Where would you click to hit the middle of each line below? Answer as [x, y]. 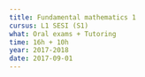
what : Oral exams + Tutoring [63, 34]
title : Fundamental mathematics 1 [73, 17]
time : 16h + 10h [39, 42]
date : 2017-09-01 [41, 58]
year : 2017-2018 [39, 50]
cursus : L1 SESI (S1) [49, 26]
